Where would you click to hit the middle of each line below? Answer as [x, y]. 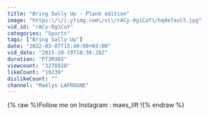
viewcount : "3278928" [39, 66]
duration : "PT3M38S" [37, 59]
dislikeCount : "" [33, 79]
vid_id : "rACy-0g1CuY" [40, 27]
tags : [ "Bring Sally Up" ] [45, 40]
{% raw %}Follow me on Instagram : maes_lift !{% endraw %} [96, 105]
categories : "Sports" [39, 33]
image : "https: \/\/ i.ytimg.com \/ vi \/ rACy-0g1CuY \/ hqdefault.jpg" [104, 20]
